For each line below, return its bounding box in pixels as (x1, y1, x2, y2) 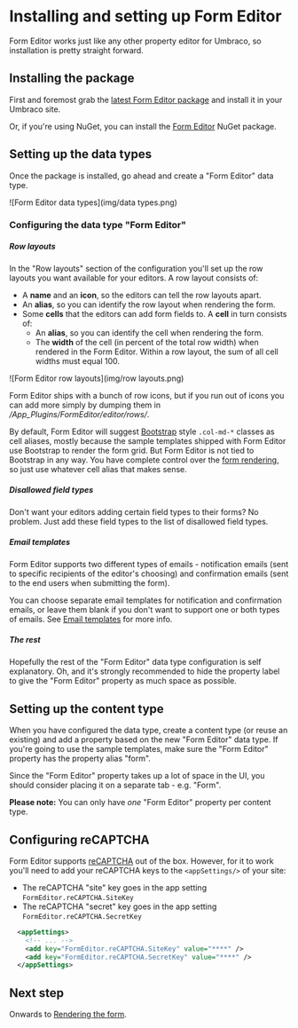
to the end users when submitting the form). (9, 578, 170, 589)
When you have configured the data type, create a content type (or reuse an (9, 725, 288, 736)
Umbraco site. (9, 104, 61, 115)
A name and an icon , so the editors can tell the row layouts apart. (21, 290, 262, 301)
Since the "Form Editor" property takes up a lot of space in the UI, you (9, 771, 265, 781)
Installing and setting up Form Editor (9, 6, 282, 27)
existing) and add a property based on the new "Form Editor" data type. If (9, 734, 278, 745)
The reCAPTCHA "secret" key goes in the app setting (21, 901, 217, 912)
